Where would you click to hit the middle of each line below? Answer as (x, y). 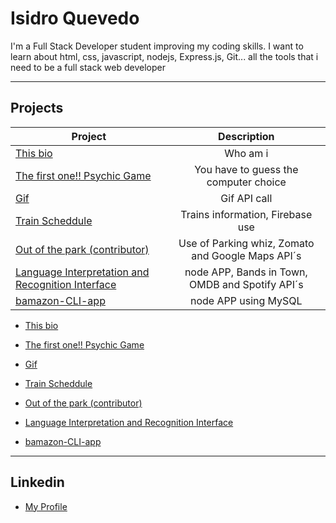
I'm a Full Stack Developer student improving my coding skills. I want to (157, 46)
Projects (37, 108)
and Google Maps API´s (246, 255)
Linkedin (37, 482)
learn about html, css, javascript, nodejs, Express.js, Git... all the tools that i (164, 56)
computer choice (246, 182)
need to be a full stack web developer (88, 67)
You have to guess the (246, 169)
